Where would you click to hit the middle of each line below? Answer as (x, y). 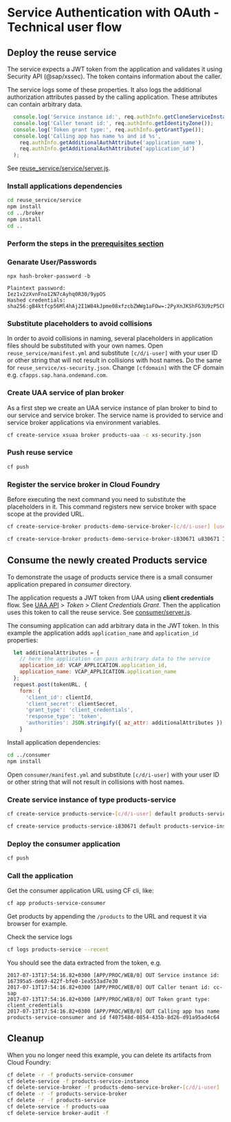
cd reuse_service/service (44, 201)
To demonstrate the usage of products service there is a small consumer (110, 577)
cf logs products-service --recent (58, 950)
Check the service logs (40, 937)
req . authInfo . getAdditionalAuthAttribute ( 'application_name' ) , (112, 142)
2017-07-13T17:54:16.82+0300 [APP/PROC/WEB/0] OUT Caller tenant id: (109, 987)
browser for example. (37, 924)
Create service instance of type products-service (92, 800)
